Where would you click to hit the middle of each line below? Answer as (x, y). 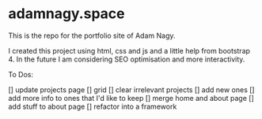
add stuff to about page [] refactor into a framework (93, 106)
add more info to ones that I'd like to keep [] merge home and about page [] (131, 98)
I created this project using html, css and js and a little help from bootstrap (129, 50)
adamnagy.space (66, 14)
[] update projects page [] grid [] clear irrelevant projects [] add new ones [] (131, 89)
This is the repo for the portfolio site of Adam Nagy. (92, 35)
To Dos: (21, 74)
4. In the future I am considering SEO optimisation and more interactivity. (127, 59)
